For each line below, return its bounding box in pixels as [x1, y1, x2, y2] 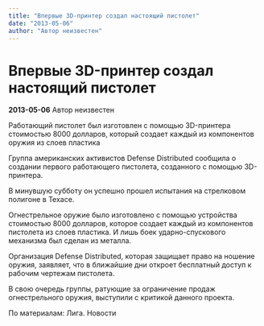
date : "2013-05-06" [8, 19, 74, 27]
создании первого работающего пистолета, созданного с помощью [8, 162, 243, 171]
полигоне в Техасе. [8, 195, 75, 204]
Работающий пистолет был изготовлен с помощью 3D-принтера [8, 121, 231, 130]
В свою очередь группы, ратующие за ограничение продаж [8, 284, 216, 294]
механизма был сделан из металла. [8, 236, 131, 246]
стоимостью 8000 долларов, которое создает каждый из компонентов [8, 219, 254, 229]
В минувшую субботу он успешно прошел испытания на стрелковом [8, 186, 246, 196]
